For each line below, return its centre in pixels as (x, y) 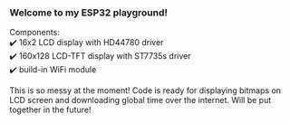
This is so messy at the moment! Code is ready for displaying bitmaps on (145, 91)
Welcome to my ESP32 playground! (89, 13)
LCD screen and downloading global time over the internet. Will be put (140, 100)
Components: (35, 33)
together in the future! (50, 110)
